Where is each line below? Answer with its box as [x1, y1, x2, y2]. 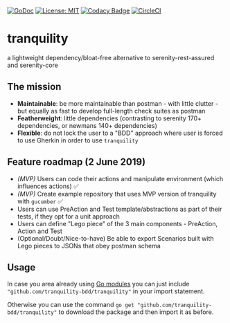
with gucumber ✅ [17, 197, 64, 205]
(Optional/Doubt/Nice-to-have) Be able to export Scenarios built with [17, 234, 214, 242]
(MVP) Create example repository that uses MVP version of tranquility [17, 190, 217, 198]
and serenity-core [7, 61, 59, 69]
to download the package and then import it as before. [58, 308, 214, 316]
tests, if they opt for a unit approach [17, 212, 120, 221]
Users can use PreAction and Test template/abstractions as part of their [17, 205, 222, 213]
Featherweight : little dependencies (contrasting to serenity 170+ [17, 114, 202, 122]
